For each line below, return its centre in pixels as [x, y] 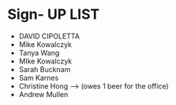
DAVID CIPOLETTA [49, 36]
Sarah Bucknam [45, 69]
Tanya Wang [39, 52]
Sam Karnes [39, 78]
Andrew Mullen [43, 94]
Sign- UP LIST [54, 14]
